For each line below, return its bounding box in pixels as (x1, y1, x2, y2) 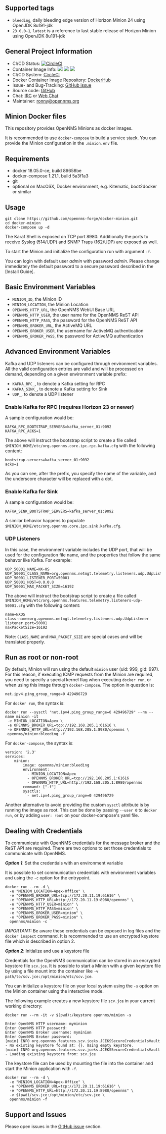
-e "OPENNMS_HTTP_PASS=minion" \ (9, 906, 79, 911)
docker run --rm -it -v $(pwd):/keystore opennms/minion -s (5, 1013, 132, 1018)
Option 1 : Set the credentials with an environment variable (5, 860, 124, 866)
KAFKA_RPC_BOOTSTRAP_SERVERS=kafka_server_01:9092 (5, 424, 112, 429)
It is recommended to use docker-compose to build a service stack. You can (5, 135, 157, 141)
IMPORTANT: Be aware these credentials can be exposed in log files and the (5, 928, 161, 934)
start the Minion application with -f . (5, 1066, 78, 1072)
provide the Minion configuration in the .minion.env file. (5, 140, 119, 146)
